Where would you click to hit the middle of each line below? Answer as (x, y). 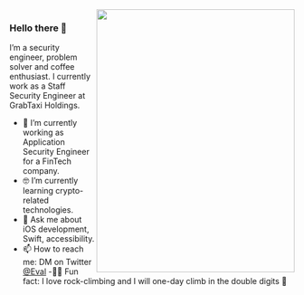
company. (41, 171)
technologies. (48, 210)
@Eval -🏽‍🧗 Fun (50, 271)
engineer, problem (43, 57)
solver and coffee (42, 67)
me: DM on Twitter (57, 262)
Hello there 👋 (38, 28)
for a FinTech (47, 161)
